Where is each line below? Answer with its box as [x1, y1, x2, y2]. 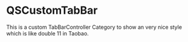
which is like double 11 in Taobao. [6, 29, 89, 37]
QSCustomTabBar [6, 4, 98, 17]
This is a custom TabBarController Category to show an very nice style [6, 23, 183, 31]
